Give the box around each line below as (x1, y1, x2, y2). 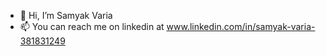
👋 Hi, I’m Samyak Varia (19, 10, 113, 21)
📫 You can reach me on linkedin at (19, 21, 165, 32)
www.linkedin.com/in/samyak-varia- (166, 21, 316, 32)
